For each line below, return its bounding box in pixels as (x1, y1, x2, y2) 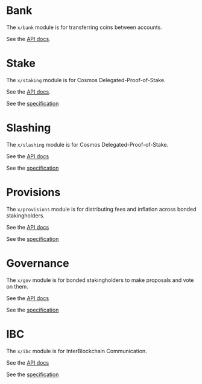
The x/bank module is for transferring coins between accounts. (6, 24, 163, 31)
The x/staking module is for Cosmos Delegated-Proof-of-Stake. (6, 76, 166, 83)
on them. (6, 283, 28, 290)
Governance (6, 256, 69, 270)
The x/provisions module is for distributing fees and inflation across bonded (6, 205, 197, 213)
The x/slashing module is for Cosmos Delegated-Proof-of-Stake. (6, 141, 169, 148)
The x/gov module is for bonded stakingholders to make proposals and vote (6, 276, 194, 284)
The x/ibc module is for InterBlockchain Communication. (6, 347, 148, 354)
